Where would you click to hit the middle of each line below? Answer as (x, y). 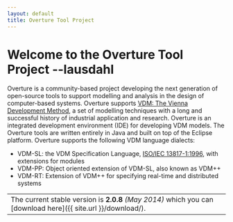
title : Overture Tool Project (51, 20)
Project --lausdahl (61, 69)
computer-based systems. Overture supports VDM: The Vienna (98, 103)
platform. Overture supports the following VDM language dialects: (101, 141)
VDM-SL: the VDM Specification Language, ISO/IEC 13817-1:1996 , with (118, 154)
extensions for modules (51, 161)
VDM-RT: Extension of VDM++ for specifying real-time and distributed (118, 176)
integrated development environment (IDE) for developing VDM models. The (116, 125)
